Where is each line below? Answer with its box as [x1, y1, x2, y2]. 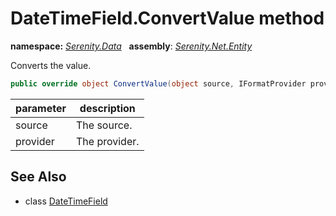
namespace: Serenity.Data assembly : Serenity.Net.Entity [10, 40, 253, 52]
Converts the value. [10, 59, 92, 71]
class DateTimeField [24, 195, 108, 207]
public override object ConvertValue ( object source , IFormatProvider [10, 78, 307, 89]
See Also [10, 168, 67, 186]
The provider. [76, 134, 140, 148]
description [79, 101, 136, 115]
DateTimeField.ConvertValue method [10, 7, 325, 30]
